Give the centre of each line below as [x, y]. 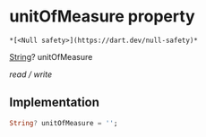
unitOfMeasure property [102, 17]
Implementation [55, 103]
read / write [30, 74]
